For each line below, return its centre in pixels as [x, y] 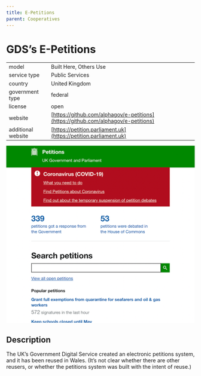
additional [21, 129]
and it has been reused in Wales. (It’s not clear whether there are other [93, 360]
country [18, 83]
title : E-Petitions [31, 13]
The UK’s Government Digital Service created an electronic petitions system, [100, 354]
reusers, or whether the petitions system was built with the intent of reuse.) [99, 366]
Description [28, 340]
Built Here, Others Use [78, 67]
